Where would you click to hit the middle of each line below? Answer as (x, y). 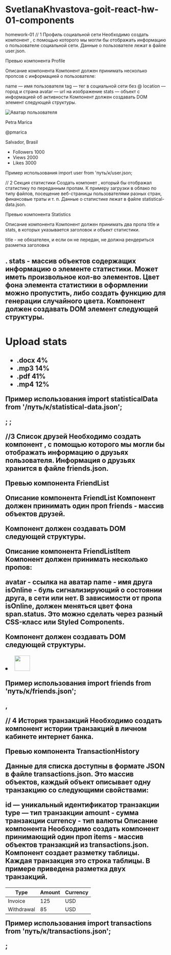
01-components (40, 20)
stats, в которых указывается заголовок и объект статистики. (72, 229)
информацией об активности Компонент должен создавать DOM (76, 97)
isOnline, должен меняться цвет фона (69, 606)
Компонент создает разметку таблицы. (72, 853)
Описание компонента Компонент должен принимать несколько (76, 71)
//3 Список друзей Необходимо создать (73, 436)
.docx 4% (32, 360)
